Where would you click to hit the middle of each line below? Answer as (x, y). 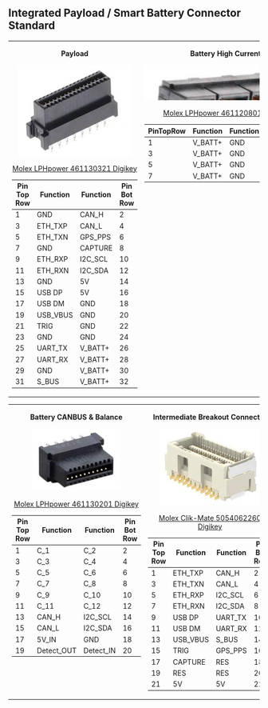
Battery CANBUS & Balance (76, 417)
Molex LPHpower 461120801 (213, 113)
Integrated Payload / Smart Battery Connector (125, 13)
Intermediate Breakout (191, 417)
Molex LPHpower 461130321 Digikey (75, 168)
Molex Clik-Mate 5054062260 (210, 518)
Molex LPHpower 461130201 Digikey (77, 504)
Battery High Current (226, 53)
